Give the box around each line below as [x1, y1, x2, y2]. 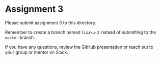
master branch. [5, 34, 35, 40]
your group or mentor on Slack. [5, 49, 69, 55]
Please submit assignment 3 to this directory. [5, 20, 97, 26]
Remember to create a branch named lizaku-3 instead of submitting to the [5, 29, 156, 35]
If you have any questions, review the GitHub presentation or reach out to [5, 44, 154, 50]
